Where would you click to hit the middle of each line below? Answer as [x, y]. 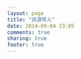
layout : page [26, 13]
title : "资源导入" [31, 20]
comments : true [29, 32]
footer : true [26, 45]
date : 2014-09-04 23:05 [41, 26]
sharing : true [27, 39]
